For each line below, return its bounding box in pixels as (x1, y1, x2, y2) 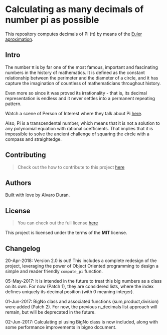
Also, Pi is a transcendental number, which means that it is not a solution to (5, 120, 160, 126)
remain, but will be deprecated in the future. (5, 309, 96, 315)
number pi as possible (5, 14, 99, 26)
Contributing (5, 151, 46, 159)
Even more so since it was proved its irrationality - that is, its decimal (5, 90, 147, 96)
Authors (5, 179, 32, 187)
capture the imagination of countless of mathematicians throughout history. (5, 80, 161, 86)
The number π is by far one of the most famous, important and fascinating (5, 64, 158, 70)
